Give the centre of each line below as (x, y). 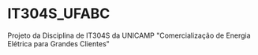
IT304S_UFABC (59, 14)
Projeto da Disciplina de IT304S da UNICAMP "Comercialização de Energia (129, 35)
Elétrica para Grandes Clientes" (58, 43)
